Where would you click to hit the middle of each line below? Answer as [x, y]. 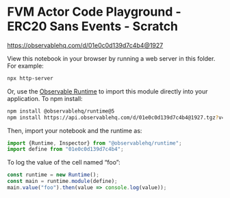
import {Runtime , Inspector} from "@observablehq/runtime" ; [95, 143]
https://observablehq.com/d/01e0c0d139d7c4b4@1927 [85, 45]
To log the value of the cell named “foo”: [64, 162]
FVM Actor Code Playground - [94, 12]
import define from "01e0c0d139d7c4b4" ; [66, 150]
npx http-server [30, 78]
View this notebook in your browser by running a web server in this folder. [111, 58]
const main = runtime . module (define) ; [62, 182]
